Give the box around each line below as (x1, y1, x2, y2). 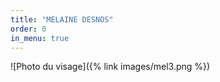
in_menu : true (10, 33, 70, 43)
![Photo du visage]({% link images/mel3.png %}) (10, 61, 211, 73)
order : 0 (10, 24, 47, 34)
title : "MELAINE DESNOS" (10, 14, 114, 25)
